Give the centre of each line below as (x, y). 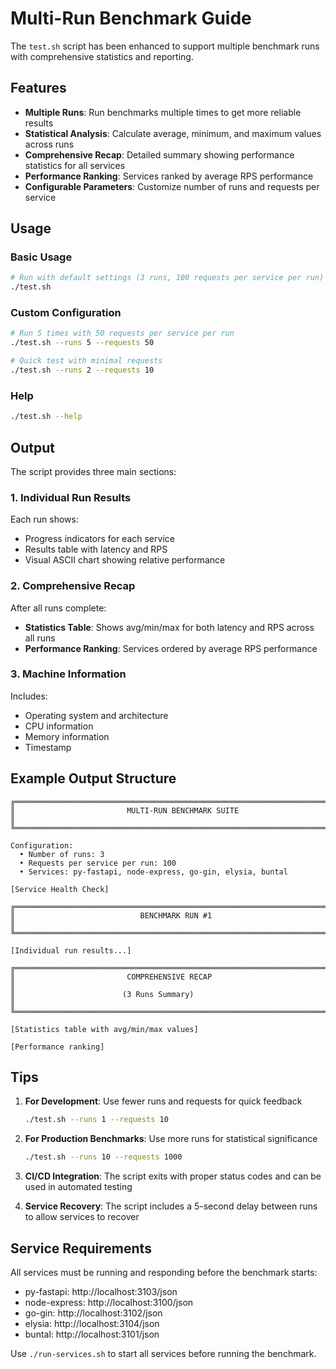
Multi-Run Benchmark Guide (131, 18)
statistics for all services (75, 165)
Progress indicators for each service (99, 539)
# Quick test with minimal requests (86, 361)
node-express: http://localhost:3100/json (109, 1303)
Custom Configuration (66, 313)
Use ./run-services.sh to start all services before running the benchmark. (163, 1354)
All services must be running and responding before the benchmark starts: (164, 1273)
